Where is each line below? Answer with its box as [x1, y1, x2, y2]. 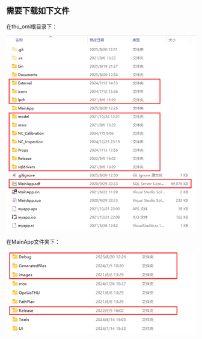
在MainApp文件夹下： [6, 238, 60, 245]
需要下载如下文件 [6, 5, 70, 16]
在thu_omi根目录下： [6, 23, 58, 30]
